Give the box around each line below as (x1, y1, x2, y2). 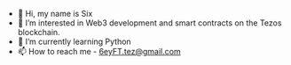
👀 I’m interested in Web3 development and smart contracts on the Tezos (17, 18, 282, 28)
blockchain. (17, 27, 60, 37)
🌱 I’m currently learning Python (17, 36, 131, 47)
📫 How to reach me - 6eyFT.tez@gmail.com (17, 47, 181, 56)
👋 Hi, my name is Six (17, 9, 93, 18)
